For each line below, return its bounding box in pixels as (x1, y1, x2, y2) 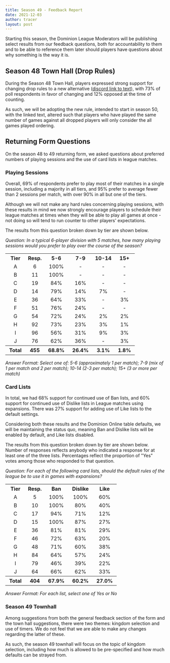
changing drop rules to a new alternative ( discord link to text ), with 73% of (5, 86, 161, 92)
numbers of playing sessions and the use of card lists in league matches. (5, 156, 158, 162)
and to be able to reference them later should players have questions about (5, 46, 162, 52)
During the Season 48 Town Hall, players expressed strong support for (5, 80, 153, 87)
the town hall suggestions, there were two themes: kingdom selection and (5, 620, 160, 626)
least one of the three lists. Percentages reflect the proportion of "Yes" (5, 453, 153, 459)
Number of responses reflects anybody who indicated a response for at (5, 447, 155, 454)
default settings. (5, 411, 40, 417)
